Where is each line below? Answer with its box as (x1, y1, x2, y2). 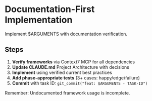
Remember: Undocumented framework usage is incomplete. (5, 89, 130, 96)
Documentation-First (5, 4, 95, 15)
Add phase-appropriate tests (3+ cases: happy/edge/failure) (12, 74, 140, 81)
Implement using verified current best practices (12, 69, 112, 75)
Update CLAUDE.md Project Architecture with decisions (12, 64, 130, 70)
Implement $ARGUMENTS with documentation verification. (5, 31, 127, 37)
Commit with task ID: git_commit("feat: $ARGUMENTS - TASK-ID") (12, 80, 148, 86)
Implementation (5, 14, 73, 26)
